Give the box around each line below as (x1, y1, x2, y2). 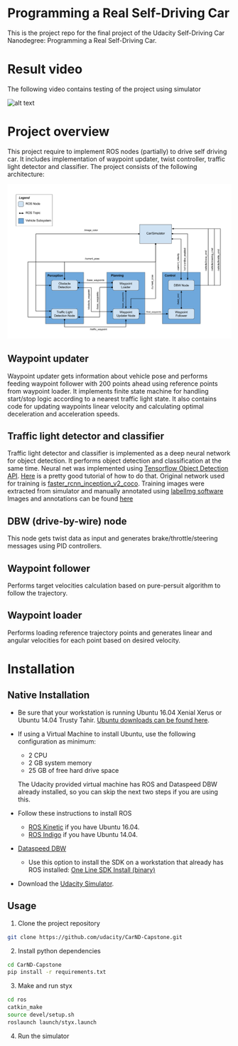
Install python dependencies (17, 946, 101, 955)
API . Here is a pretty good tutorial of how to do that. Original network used (7, 472, 225, 481)
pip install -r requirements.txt (7, 968, 107, 976)
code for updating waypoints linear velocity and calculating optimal (7, 401, 204, 411)
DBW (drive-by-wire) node (7, 515, 127, 527)
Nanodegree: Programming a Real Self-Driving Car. (7, 36, 157, 44)
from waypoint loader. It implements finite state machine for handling (7, 386, 209, 395)
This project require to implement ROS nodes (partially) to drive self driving (7, 147, 227, 155)
